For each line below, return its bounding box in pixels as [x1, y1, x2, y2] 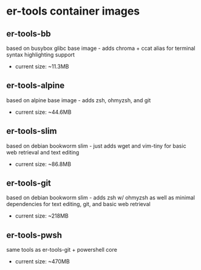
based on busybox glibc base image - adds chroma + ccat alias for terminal [6, 44, 196, 52]
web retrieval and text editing [6, 148, 80, 156]
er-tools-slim [6, 126, 57, 136]
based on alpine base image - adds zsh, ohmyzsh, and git [6, 96, 151, 104]
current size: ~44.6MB [15, 108, 72, 116]
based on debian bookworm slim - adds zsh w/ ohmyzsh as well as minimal [6, 194, 196, 201]
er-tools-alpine [6, 80, 65, 91]
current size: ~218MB [15, 212, 69, 220]
